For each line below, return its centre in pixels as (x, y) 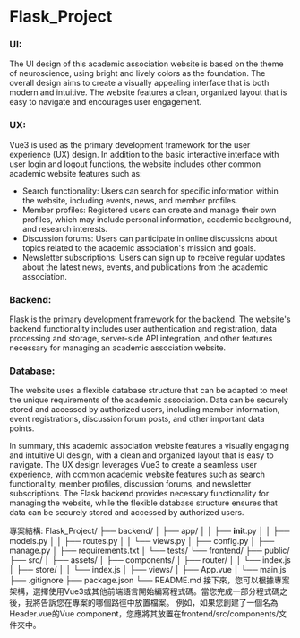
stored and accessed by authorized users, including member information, (145, 410)
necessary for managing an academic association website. (118, 348)
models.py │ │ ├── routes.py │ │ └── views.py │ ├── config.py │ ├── (142, 541)
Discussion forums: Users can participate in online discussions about (150, 238)
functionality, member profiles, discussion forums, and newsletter (130, 484)
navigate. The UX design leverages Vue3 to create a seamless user (133, 465)
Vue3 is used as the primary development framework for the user (130, 144)
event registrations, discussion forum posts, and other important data (137, 419)
